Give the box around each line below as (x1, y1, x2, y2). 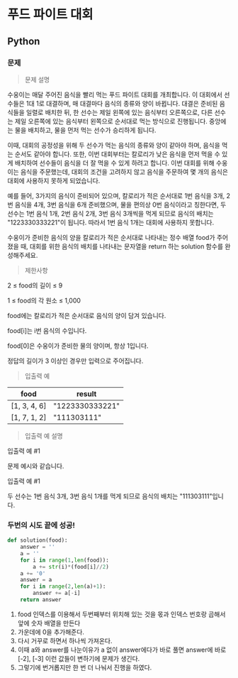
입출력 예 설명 (24, 431, 63, 440)
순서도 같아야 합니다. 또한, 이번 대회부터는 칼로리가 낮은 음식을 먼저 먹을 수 (14, 150, 221, 158)
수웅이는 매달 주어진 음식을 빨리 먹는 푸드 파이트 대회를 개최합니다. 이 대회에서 (7, 90, 223, 99)
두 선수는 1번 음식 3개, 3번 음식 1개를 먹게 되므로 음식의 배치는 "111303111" (7, 491, 212, 501)
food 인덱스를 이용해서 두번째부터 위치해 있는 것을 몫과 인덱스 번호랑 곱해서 (17, 610, 226, 618)
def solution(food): (7, 537, 69, 544)
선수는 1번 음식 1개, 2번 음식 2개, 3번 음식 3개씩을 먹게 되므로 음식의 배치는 (7, 209, 214, 217)
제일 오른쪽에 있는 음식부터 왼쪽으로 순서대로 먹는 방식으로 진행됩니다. (14, 116, 208, 125)
